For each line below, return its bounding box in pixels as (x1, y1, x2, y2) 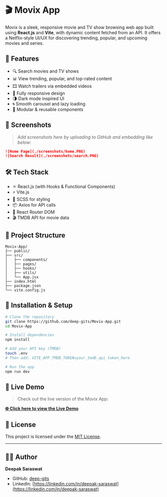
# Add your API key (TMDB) (5, 346, 61, 351)
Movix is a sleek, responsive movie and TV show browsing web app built (5, 24, 154, 30)
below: (17, 139, 31, 145)
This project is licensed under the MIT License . (5, 434, 101, 440)
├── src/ (5, 253, 23, 258)
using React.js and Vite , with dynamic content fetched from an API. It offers (5, 29, 161, 35)
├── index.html (5, 279, 37, 284)
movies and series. (5, 40, 44, 46)
